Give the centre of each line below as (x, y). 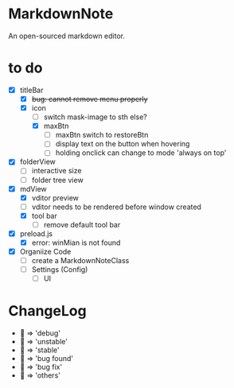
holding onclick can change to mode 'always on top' (141, 153)
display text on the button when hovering (123, 144)
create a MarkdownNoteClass (80, 261)
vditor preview (55, 198)
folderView (37, 162)
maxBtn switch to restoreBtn (102, 135)
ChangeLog (47, 311)
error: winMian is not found (76, 242)
